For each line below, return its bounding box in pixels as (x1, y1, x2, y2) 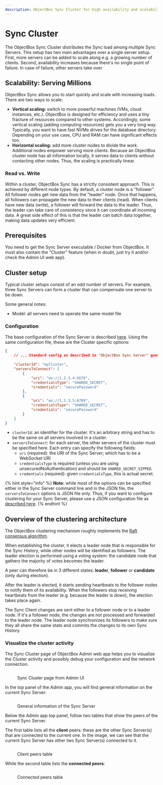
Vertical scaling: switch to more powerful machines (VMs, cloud (12, 106, 142, 112)
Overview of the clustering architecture (5, 515, 127, 523)
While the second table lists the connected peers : (5, 760, 105, 766)
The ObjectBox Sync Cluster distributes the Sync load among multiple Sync (5, 44, 156, 50)
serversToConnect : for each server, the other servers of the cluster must (12, 440, 156, 446)
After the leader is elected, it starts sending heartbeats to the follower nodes (5, 582, 158, 588)
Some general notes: (5, 301, 47, 307)
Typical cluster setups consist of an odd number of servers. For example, (5, 281, 151, 287)
